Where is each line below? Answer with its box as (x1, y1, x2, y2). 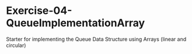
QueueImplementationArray (6, 16, 145, 30)
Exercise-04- (6, 4, 72, 17)
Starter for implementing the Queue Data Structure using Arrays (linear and (6, 35, 187, 42)
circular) (6, 42, 26, 49)
